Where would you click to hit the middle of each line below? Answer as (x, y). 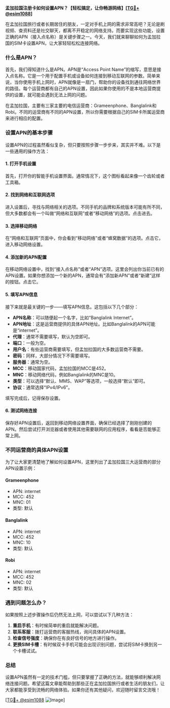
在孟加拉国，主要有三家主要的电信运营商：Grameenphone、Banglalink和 (81, 105)
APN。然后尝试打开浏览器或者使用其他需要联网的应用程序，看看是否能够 (81, 429)
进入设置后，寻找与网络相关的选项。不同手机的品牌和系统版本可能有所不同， (85, 207)
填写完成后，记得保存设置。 (34, 398)
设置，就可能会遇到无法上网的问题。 (52, 95)
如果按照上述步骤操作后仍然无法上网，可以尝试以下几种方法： (70, 615)
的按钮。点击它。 (23, 282)
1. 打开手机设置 (21, 164)
